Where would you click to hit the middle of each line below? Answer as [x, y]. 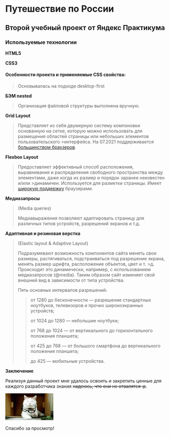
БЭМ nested [19, 96]
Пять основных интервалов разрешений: [62, 290]
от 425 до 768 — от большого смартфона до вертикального [95, 346]
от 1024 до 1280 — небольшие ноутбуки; [75, 321]
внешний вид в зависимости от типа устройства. [71, 280]
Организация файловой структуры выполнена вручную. [79, 106]
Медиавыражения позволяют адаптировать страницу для [81, 218]
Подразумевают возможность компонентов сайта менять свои [87, 253]
